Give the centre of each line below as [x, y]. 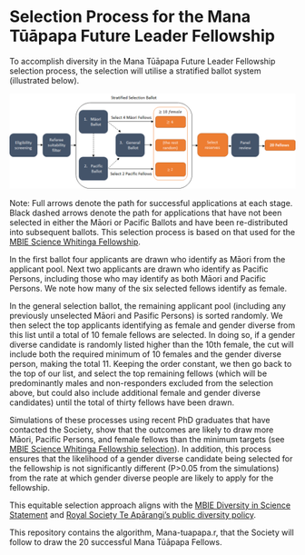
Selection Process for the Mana [130, 17]
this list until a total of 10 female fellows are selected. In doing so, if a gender [152, 335]
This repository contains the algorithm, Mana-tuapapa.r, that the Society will [152, 532]
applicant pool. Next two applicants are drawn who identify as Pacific [139, 269]
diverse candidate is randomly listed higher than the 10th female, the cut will [152, 345]
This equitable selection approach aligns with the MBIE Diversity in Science [150, 505]
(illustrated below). [44, 80]
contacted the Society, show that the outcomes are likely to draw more [142, 430]
